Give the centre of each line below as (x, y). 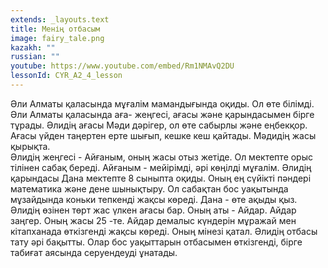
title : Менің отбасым (55, 29)
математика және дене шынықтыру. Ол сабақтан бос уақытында (149, 188)
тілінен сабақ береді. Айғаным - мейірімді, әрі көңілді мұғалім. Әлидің (161, 167)
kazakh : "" (33, 47)
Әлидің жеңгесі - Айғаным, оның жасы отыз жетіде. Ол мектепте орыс (161, 157)
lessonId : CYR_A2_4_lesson (66, 76)
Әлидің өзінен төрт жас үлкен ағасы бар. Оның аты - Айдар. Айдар (153, 210)
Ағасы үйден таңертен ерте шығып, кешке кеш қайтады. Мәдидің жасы (163, 135)
